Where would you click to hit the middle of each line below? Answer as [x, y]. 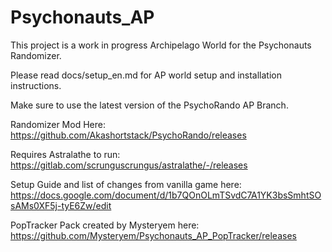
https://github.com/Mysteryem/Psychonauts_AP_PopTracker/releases [153, 235]
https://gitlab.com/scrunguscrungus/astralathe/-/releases [129, 165]
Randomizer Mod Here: [58, 124]
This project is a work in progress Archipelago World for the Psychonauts [161, 45]
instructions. [36, 85]
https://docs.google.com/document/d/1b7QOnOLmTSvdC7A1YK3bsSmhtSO [166, 195]
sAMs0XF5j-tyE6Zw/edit [61, 205]
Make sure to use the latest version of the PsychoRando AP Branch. [149, 105]
